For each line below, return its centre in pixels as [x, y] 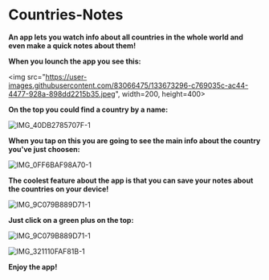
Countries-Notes [66, 15]
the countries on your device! [59, 189]
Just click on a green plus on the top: [71, 220]
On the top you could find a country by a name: [88, 109]
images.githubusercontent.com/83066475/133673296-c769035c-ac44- [128, 85]
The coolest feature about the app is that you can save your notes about [131, 180]
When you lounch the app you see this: [75, 61]
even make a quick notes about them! [72, 45]
